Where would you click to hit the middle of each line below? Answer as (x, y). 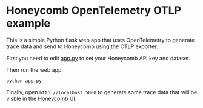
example (28, 23)
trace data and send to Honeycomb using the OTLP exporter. (82, 46)
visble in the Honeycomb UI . (42, 98)
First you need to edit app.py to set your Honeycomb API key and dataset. (98, 58)
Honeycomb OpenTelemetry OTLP (94, 11)
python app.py (24, 81)
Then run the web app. (35, 69)
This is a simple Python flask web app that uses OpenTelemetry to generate (101, 40)
